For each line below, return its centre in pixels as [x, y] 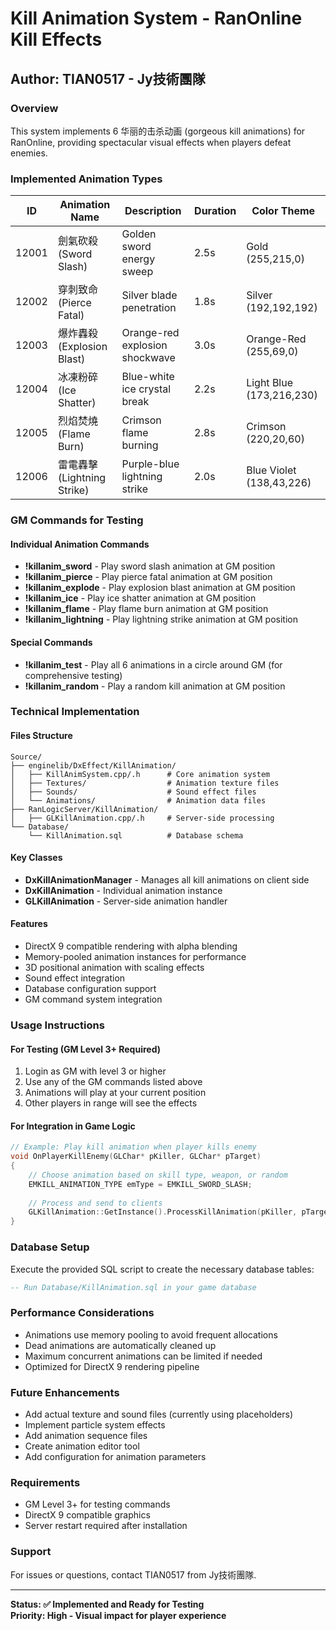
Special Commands [51, 642]
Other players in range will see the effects [111, 1103]
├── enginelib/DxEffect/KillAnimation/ [93, 765]
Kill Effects [56, 39]
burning [140, 445]
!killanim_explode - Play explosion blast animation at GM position [160, 588]
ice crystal [146, 389]
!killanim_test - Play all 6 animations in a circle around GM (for [153, 664]
